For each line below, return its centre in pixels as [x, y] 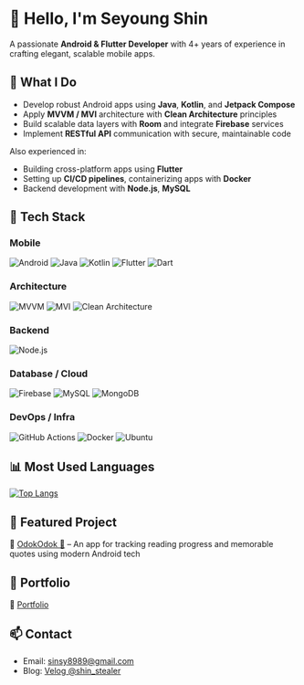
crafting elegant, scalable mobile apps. [82, 53]
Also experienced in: [48, 151]
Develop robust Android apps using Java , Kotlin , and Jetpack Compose [159, 104]
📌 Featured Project [63, 522]
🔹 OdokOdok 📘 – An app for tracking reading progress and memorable [142, 544]
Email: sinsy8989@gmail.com [78, 660]
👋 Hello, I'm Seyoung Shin [109, 19]
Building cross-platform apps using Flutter [103, 169]
